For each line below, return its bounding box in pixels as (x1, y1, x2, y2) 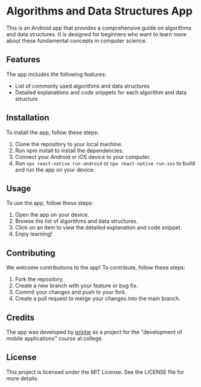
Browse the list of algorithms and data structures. (14, 217, 138, 225)
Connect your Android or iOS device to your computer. (14, 153, 151, 161)
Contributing (6, 248, 56, 258)
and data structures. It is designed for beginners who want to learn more (6, 30, 187, 37)
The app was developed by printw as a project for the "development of (6, 328, 183, 336)
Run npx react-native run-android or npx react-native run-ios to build (14, 159, 196, 167)
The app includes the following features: (6, 71, 107, 78)
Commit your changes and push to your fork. (14, 289, 127, 296)
